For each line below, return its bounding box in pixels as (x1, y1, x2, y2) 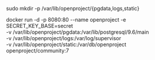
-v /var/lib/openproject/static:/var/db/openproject (6, 41, 127, 48)
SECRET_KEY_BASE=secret (6, 23, 74, 29)
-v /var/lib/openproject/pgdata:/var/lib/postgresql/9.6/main (6, 29, 149, 36)
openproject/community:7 (6, 47, 70, 54)
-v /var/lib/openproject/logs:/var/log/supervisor (6, 35, 121, 41)
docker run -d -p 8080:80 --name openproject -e (6, 16, 127, 23)
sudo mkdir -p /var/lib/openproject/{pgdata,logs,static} (6, 5, 140, 12)
